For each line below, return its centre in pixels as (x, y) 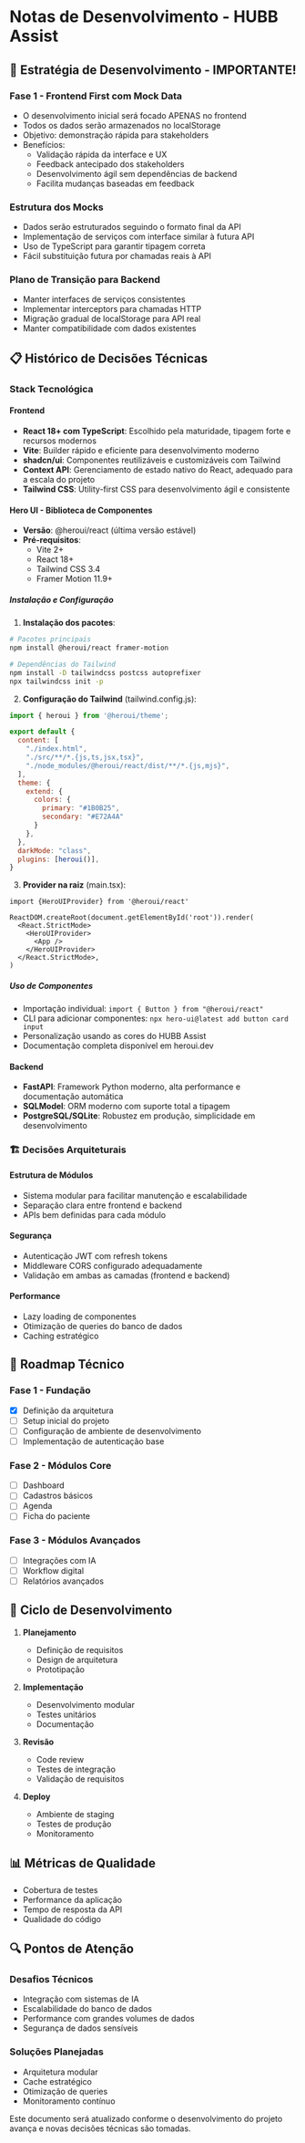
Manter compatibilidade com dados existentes (109, 328)
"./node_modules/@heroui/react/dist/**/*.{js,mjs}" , (128, 765)
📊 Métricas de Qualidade (83, 1863)
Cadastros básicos (58, 1496)
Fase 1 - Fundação (50, 1390)
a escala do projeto (59, 479)
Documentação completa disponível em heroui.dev (118, 1045)
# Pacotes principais (51, 640)
